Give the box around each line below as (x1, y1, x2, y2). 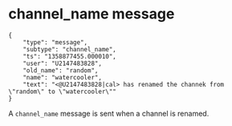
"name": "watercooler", (22, 73, 103, 81)
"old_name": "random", (22, 66, 99, 75)
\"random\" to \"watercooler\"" (8, 87, 116, 96)
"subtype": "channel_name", (22, 45, 116, 53)
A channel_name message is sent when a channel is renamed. (8, 108, 210, 118)
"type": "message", (22, 38, 88, 47)
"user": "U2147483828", (22, 59, 103, 67)
